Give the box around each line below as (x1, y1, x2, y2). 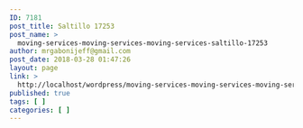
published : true (9, 88, 70, 97)
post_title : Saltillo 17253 (9, 22, 115, 31)
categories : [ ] (9, 105, 70, 114)
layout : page (9, 64, 59, 73)
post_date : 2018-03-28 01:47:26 (9, 55, 131, 64)
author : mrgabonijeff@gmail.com (9, 47, 131, 56)
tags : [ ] (9, 96, 47, 106)
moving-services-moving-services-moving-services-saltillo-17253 (17, 38, 269, 48)
